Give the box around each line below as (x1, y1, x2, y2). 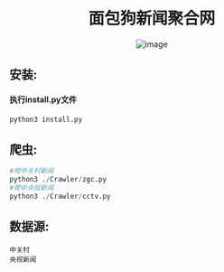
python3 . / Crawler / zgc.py (9, 175, 107, 184)
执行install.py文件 (9, 94, 77, 105)
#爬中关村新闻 (9, 166, 54, 176)
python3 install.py (9, 115, 83, 124)
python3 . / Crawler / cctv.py (9, 192, 111, 201)
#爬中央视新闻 (9, 183, 54, 192)
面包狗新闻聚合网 (88, 8, 215, 29)
